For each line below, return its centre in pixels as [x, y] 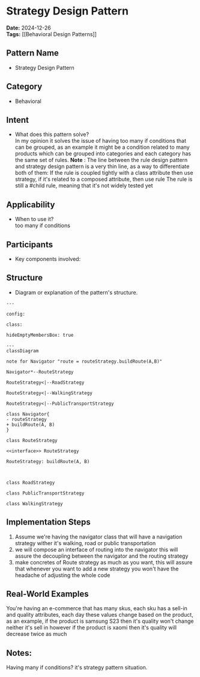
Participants [29, 244]
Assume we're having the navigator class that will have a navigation [98, 537]
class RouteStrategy [32, 440]
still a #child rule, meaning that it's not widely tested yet [84, 186]
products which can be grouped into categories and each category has [103, 154]
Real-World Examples [47, 594]
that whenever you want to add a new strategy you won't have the [97, 569]
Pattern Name [32, 53]
